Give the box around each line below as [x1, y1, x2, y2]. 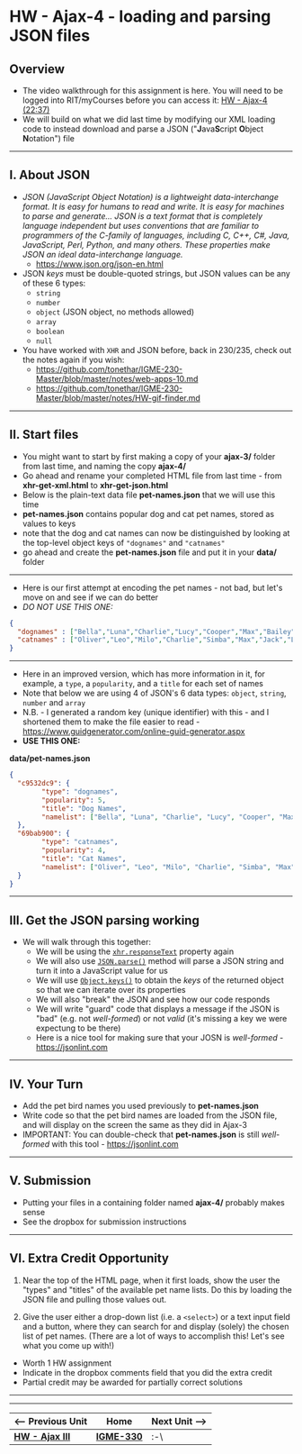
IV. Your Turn [9, 1077, 84, 1092]
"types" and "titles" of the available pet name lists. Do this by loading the [22, 1284, 292, 1295]
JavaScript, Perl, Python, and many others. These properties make [22, 239, 271, 250]
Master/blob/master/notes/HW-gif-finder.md [35, 392, 200, 403]
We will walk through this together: [22, 937, 151, 948]
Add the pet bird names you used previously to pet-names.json [22, 1101, 259, 1111]
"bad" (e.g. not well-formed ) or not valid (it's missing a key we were [35, 1013, 288, 1024]
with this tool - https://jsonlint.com [51, 1139, 179, 1150]
